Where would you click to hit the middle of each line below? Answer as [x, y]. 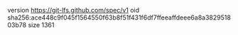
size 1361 [41, 25]
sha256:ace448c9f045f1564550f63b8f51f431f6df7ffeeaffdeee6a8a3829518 [119, 17]
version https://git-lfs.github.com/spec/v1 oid [74, 10]
